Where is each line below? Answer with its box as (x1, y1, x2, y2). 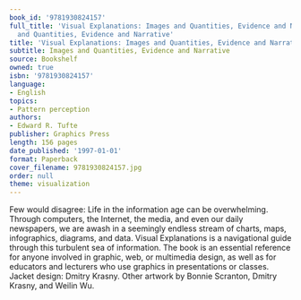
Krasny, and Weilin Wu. (9, 280, 95, 291)
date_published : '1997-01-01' (9, 146, 123, 155)
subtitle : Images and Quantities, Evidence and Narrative (9, 47, 230, 56)
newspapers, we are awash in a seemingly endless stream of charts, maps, (9, 223, 287, 234)
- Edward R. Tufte (9, 122, 78, 131)
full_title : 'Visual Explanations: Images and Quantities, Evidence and (9, 21, 287, 30)
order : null (9, 171, 54, 180)
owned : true (9, 64, 54, 73)
